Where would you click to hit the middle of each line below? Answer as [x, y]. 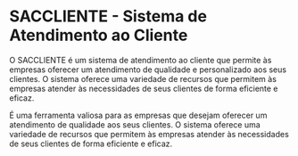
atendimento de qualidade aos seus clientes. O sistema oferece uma [135, 124]
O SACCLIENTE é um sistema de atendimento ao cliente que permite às [141, 60]
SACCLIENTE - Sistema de [108, 16]
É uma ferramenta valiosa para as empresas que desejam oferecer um [138, 115]
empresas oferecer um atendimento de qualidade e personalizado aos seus [148, 70]
